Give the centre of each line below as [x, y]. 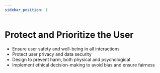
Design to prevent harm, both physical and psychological [71, 59]
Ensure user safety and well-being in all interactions [66, 49]
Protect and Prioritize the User [69, 34]
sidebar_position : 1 [26, 10]
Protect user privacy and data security [52, 54]
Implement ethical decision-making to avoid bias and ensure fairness [84, 65]
